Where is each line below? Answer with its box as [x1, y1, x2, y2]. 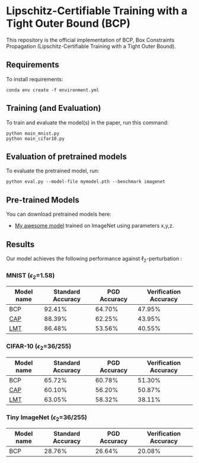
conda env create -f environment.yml [6, 87, 99, 93]
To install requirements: [6, 75, 63, 82]
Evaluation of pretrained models [6, 151, 127, 161]
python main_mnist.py [6, 130, 60, 136]
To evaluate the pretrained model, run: [6, 167, 99, 174]
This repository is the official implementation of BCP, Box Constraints [6, 36, 175, 43]
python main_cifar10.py [6, 135, 65, 142]
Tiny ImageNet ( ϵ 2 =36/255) [6, 413, 88, 423]
